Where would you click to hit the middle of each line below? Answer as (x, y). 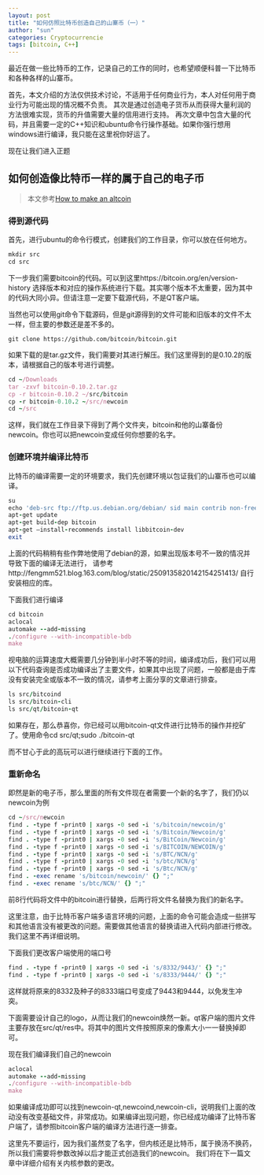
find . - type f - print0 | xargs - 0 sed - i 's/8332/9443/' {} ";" (117, 967)
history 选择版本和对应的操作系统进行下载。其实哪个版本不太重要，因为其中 (130, 288)
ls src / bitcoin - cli (40, 702)
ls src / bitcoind (35, 694)
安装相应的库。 (32, 582)
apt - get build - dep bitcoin (52, 522)
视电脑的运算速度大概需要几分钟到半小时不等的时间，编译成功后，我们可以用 (132, 660)
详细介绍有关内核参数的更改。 (70, 1163)
